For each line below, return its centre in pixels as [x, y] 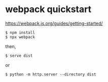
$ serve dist [19, 56]
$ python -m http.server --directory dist [51, 74]
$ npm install [20, 32]
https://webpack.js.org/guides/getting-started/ [54, 23]
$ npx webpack [20, 37]
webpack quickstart [48, 9]
